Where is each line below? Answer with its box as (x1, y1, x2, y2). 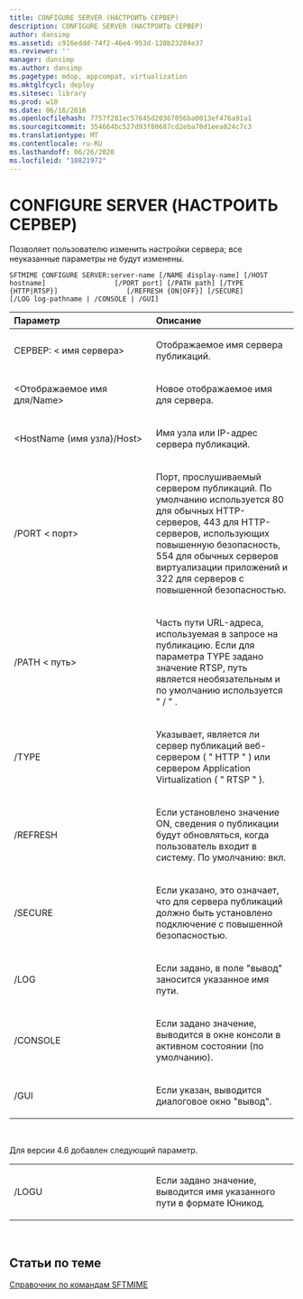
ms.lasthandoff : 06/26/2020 (9, 147, 115, 156)
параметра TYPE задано (156, 650, 264, 663)
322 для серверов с (156, 573, 245, 585)
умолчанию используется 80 (156, 493, 284, 506)
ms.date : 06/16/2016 (9, 106, 87, 115)
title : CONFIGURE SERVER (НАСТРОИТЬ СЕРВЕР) (9, 13, 179, 23)
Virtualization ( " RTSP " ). (156, 773, 265, 786)
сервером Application (156, 762, 251, 775)
